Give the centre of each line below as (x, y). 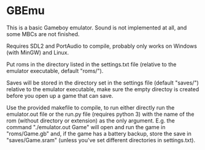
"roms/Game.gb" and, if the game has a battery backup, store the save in (99, 133)
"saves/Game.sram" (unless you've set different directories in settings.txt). (101, 140)
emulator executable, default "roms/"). (55, 70)
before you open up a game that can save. (60, 96)
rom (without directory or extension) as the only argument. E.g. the (91, 121)
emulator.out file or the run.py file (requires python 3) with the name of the (100, 114)
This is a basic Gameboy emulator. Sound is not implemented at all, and (97, 28)
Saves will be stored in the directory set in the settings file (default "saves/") (103, 83)
